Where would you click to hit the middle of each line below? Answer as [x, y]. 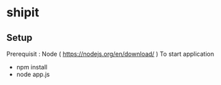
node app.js [33, 74]
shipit [23, 13]
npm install [32, 67]
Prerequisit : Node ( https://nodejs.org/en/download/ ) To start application [110, 54]
